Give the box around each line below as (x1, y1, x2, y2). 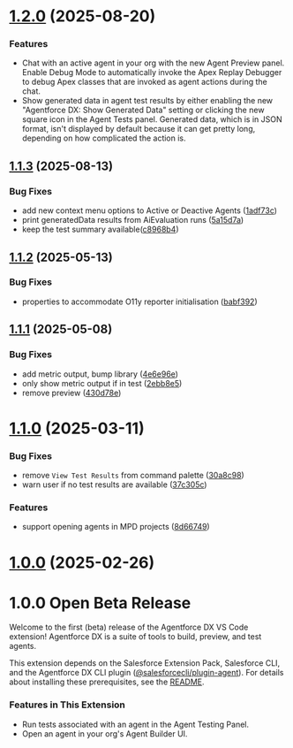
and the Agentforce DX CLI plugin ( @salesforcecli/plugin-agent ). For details (9, 668, 284, 678)
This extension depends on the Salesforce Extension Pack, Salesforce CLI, (9, 658, 281, 668)
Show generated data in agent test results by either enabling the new (21, 95, 274, 106)
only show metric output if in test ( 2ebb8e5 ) (21, 378, 183, 388)
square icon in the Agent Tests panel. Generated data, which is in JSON (21, 114, 282, 125)
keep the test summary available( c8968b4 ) (21, 224, 179, 235)
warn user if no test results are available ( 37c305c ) (21, 479, 207, 490)
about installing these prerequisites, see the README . (9, 676, 205, 687)
